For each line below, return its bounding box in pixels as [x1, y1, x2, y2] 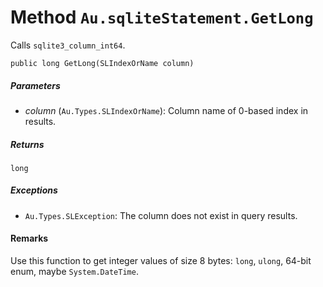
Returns [10, 138, 45, 150]
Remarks [10, 232, 49, 245]
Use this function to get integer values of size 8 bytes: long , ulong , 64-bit [10, 255, 312, 267]
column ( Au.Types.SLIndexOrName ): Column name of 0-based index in [24, 104, 309, 116]
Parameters [10, 79, 61, 91]
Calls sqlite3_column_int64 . [10, 39, 126, 51]
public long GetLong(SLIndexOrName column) [10, 58, 195, 68]
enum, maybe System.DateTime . [10, 266, 139, 278]
